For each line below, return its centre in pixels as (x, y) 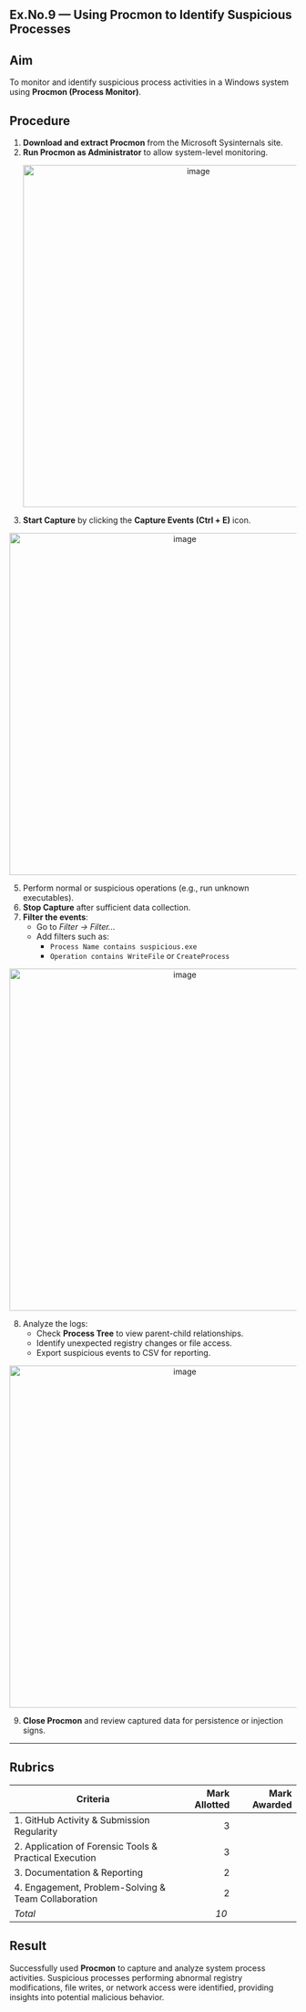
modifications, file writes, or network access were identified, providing (142, 1987)
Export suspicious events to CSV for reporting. (123, 1353)
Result (28, 1946)
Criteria (93, 1798)
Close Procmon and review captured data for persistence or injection (153, 1721)
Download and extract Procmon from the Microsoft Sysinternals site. (153, 143)
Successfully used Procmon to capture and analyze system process (138, 1968)
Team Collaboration (56, 1899)
